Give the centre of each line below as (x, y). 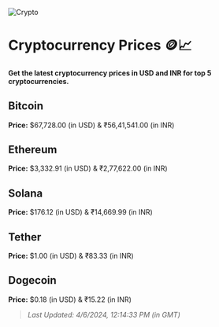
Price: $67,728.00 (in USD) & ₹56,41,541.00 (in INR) (91, 125)
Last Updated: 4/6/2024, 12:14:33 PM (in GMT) (104, 314)
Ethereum (33, 149)
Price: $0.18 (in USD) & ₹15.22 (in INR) (70, 299)
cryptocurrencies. (39, 81)
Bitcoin (26, 106)
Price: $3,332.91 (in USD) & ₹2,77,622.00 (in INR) (88, 168)
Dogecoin (32, 280)
